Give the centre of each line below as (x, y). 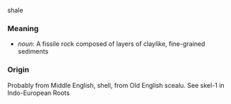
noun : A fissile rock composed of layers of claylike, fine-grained (111, 44)
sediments (33, 52)
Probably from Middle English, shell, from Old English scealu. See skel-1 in (116, 85)
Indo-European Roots (38, 93)
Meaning (23, 28)
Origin (18, 70)
